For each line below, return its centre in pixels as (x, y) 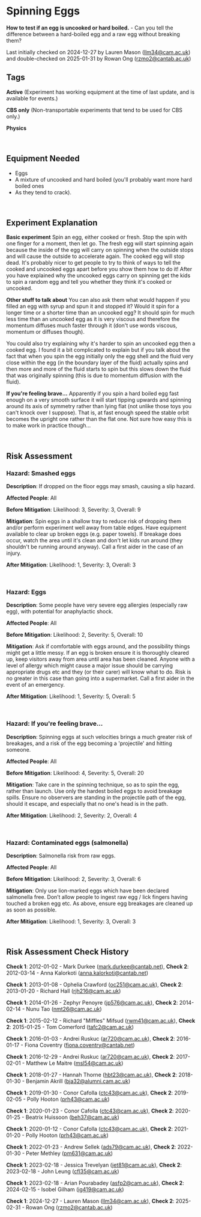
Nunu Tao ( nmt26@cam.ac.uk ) (64, 1009)
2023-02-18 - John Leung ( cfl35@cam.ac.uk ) (63, 1171)
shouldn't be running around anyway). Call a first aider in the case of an (95, 547)
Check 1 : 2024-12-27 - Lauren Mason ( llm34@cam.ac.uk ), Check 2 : (90, 1201)
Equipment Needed (43, 158)
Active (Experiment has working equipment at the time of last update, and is (100, 92)
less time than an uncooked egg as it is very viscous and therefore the (93, 319)
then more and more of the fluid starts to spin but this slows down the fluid (98, 369)
